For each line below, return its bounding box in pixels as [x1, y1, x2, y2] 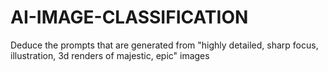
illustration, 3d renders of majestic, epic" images [10, 49, 210, 61]
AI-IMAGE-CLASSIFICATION [10, 6, 249, 29]
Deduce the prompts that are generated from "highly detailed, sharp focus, [10, 39, 319, 51]
